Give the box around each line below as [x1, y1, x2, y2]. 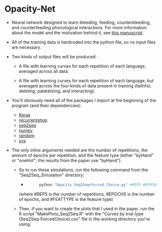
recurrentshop [18, 117, 48, 123]
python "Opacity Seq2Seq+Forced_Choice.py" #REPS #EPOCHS [39, 182, 159, 187]
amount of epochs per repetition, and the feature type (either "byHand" [11, 152, 154, 158]
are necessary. [11, 44, 42, 50]
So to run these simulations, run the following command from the [18, 166, 148, 173]
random [18, 133, 35, 138]
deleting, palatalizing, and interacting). [18, 88, 95, 94]
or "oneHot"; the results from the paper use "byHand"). [11, 157, 122, 163]
